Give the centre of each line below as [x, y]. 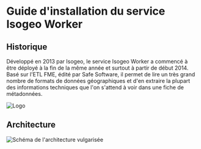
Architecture [31, 125]
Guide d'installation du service [86, 11]
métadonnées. [24, 94]
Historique [27, 47]
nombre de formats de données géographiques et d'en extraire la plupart [98, 81]
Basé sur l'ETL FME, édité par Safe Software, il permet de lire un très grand [101, 74]
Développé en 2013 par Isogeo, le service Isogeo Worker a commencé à [97, 61]
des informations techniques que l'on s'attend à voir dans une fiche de [95, 87]
